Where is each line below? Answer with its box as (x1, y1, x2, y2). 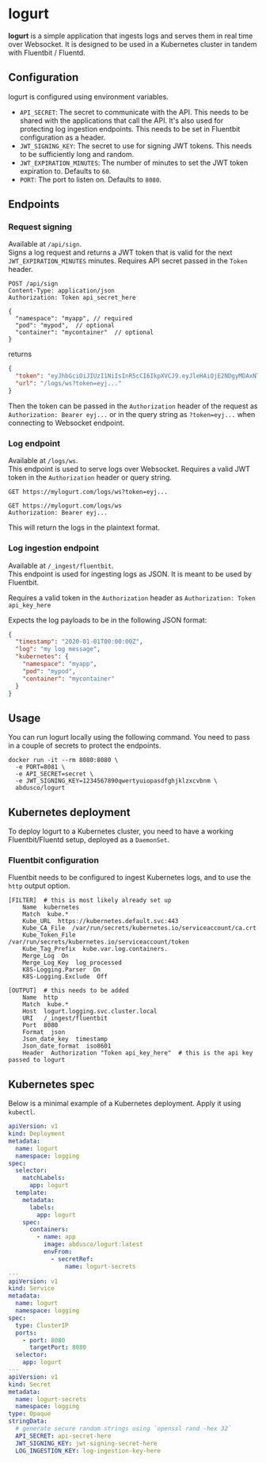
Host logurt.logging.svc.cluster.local (22, 1008, 158, 1016)
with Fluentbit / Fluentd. (8, 48, 85, 57)
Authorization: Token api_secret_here (8, 294, 136, 302)
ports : (15, 1329, 37, 1337)
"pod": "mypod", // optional (15, 322, 115, 330)
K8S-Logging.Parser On (22, 966, 101, 974)
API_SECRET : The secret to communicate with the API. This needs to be (19, 107, 249, 117)
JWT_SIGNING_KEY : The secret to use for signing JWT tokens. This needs (19, 140, 252, 151)
